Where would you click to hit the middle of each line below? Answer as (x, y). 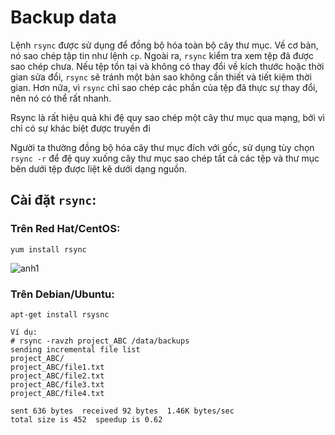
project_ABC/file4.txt (57, 393)
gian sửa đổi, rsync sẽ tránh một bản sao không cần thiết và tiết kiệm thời (161, 77)
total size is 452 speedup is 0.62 (86, 419)
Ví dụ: (24, 332)
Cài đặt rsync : (53, 200)
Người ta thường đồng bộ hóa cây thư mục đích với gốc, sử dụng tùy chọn (162, 147)
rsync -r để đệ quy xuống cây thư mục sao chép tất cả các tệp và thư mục (165, 158)
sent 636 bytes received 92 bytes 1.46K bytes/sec (122, 411)
